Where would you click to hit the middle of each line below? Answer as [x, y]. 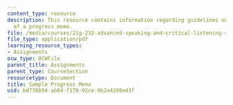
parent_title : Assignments [46, 65]
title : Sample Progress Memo [49, 84]
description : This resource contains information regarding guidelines [113, 20]
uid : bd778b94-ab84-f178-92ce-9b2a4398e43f [71, 90]
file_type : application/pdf [48, 39]
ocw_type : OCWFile [34, 59]
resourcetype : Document [42, 78]
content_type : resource [42, 13]
